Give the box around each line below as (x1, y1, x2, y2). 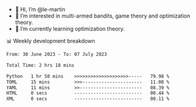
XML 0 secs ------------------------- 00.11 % (6, 96, 170, 102)
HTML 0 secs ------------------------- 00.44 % (6, 90, 170, 97)
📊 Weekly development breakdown (6, 37, 95, 44)
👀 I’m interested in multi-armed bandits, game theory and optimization (15, 12, 191, 19)
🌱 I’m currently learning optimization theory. (15, 25, 125, 32)
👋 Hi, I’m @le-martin (15, 6, 66, 13)
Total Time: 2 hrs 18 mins (6, 62, 75, 68)
